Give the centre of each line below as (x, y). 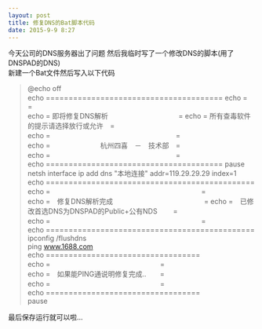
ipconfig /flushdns (57, 238)
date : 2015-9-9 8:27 (42, 30)
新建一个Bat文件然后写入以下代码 (62, 73)
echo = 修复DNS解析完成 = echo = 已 (137, 202)
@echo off (44, 89)
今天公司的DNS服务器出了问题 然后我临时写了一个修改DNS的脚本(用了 (121, 53)
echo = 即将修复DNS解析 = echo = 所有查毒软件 (139, 116)
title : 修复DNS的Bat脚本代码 (52, 23)
